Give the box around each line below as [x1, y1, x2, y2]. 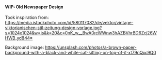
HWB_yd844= [5, 35, 33, 41]
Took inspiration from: [5, 15, 49, 20]
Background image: [5, 45, 44, 50]
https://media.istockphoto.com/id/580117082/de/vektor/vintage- [5, 20, 134, 26]
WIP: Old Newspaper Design [5, 4, 64, 10]
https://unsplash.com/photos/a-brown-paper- [45, 45, 137, 50]
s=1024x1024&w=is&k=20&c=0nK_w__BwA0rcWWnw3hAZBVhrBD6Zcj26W [5, 30, 157, 36]
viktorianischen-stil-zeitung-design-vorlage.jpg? [5, 25, 102, 31]
